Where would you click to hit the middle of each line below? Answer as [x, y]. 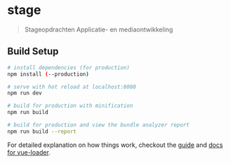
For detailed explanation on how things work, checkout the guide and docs [115, 145]
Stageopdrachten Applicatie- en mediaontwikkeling [99, 29]
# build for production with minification [70, 106]
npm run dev [25, 93]
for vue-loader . [29, 152]
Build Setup [33, 51]
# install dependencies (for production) [69, 68]
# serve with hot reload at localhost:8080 [72, 87]
